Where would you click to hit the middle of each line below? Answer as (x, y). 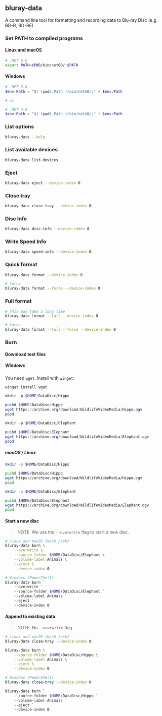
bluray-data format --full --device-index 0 (52, 316)
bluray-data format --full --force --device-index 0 (61, 330)
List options (20, 127)
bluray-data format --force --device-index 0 (53, 289)
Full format (19, 301)
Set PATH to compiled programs (44, 38)
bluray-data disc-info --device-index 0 (47, 229)
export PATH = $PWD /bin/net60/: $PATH (42, 65)
